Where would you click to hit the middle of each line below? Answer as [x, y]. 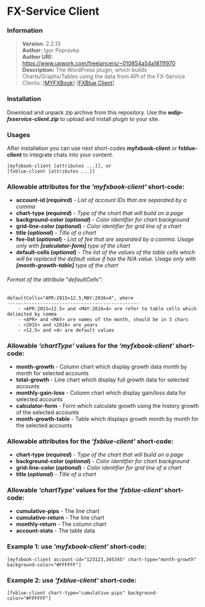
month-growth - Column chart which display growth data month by [101, 366]
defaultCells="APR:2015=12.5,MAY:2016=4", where [70, 298]
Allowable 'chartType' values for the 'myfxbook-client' [91, 345]
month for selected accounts [52, 373]
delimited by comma [32, 314]
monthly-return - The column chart [61, 524]
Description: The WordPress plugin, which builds [84, 70]
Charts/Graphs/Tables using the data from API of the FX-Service [103, 76]
